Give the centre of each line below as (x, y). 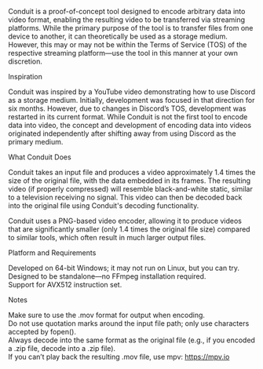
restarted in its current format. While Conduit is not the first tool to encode (128, 117)
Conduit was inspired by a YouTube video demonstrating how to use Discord (132, 92)
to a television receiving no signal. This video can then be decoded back (125, 197)
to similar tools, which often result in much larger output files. (107, 237)
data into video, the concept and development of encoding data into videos (130, 125)
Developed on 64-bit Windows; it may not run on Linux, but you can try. (124, 268)
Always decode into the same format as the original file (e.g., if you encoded (131, 340)
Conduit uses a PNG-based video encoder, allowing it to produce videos (125, 221)
